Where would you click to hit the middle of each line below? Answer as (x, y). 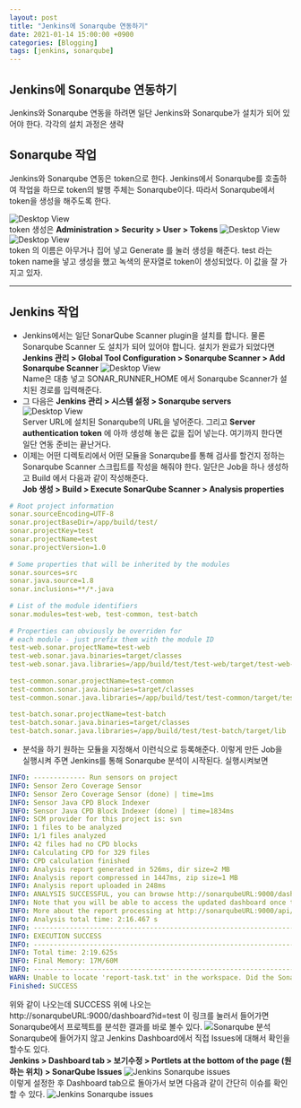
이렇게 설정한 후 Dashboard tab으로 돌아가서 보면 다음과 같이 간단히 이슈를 (140, 1083)
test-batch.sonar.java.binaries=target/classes (100, 723)
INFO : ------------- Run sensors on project (94, 778)
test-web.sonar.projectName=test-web (80, 648)
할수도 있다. (30, 1049)
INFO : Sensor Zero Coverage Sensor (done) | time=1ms (112, 794)
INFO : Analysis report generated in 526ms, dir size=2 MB (120, 869)
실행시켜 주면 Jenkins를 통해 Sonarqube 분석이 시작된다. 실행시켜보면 (145, 761)
